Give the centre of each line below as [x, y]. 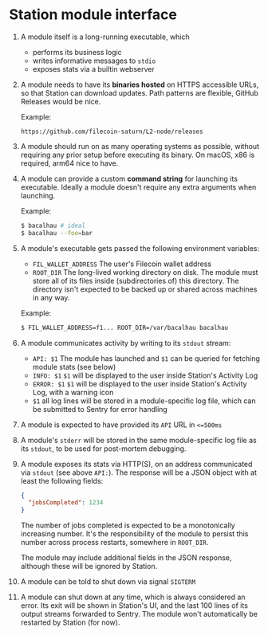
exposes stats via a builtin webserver [93, 69]
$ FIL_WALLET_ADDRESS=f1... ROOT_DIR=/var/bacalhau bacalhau [124, 327]
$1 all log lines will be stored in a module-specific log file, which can [144, 401]
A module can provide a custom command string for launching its [129, 178]
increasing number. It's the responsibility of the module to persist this [134, 534]
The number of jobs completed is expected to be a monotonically [128, 525]
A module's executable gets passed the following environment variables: [140, 248]
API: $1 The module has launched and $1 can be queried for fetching [146, 358]
